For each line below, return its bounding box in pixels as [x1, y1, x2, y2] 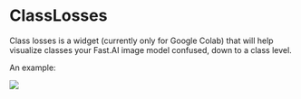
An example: [9, 62, 56, 73]
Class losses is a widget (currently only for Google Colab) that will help [9, 35, 274, 46]
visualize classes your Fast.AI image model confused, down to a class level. [9, 44, 292, 55]
